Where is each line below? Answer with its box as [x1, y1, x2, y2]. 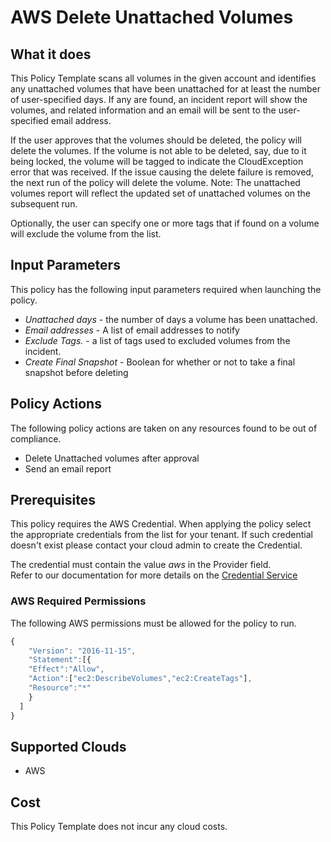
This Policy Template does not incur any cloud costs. [10, 821, 228, 833]
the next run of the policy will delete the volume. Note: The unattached [10, 177, 301, 188]
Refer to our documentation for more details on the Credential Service [10, 569, 298, 581]
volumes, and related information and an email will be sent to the [10, 104, 277, 116]
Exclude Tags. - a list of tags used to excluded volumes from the [24, 334, 291, 346]
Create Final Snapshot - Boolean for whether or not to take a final [24, 356, 296, 368]
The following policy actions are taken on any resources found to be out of [10, 422, 318, 434]
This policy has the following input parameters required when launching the [10, 283, 322, 295]
